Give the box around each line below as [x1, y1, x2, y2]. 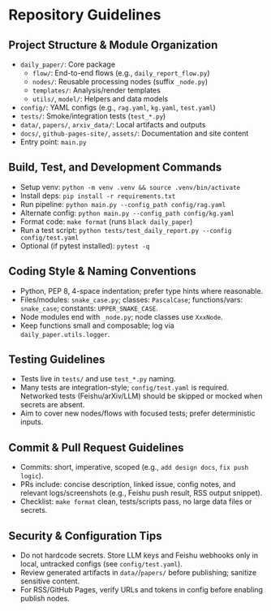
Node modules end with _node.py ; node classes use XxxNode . [19, 312, 223, 321]
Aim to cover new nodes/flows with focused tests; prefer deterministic [19, 408, 256, 419]
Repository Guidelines [8, 6, 161, 24]
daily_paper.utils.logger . [19, 329, 110, 338]
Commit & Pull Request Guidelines [8, 441, 184, 454]
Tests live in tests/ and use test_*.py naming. [19, 374, 176, 384]
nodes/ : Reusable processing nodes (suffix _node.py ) [32, 77, 209, 86]
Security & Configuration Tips [8, 529, 162, 543]
